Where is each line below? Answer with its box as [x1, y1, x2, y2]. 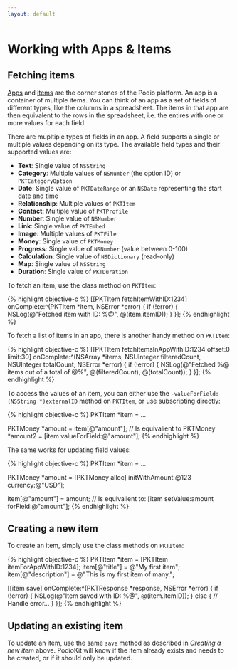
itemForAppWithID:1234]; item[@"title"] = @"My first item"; [7, 563, 180, 571]
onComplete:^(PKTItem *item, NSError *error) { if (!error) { [7, 302, 178, 310]
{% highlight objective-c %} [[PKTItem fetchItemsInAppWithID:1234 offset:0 [7, 344, 230, 353]
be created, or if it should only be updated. [7, 654, 133, 663]
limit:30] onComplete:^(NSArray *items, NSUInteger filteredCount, [7, 352, 201, 361]
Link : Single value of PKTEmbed [17, 221, 105, 230]
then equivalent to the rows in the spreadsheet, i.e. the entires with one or [7, 111, 224, 120]
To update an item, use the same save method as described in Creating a [7, 638, 221, 648]
